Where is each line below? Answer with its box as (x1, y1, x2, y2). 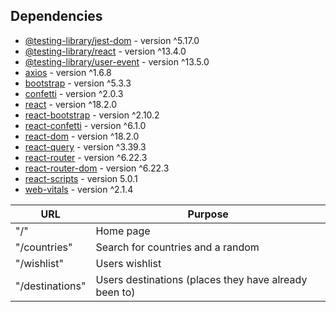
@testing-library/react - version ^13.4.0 (24, 45, 187, 57)
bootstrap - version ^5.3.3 (24, 77, 132, 89)
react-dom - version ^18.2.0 (24, 130, 140, 142)
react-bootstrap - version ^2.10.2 (24, 109, 160, 121)
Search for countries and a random (95, 240, 260, 254)
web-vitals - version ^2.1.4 (24, 183, 134, 195)
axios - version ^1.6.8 (24, 66, 112, 78)
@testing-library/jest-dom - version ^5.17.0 (24, 34, 200, 46)
